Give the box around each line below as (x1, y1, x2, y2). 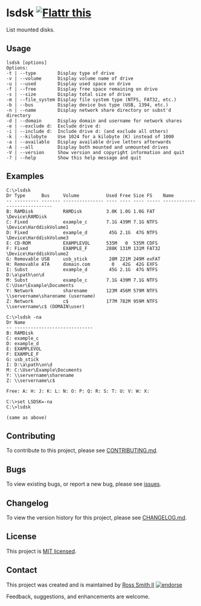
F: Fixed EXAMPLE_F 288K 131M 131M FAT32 (6, 245, 161, 251)
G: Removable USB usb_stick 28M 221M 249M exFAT (6, 256, 161, 262)
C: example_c (6, 335, 39, 341)
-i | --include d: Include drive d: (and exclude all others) (6, 128, 169, 134)
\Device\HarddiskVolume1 (6, 224, 69, 230)
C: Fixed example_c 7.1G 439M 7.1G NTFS (6, 219, 158, 225)
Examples (6, 171, 44, 181)
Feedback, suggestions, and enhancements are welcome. (6, 593, 150, 600)
